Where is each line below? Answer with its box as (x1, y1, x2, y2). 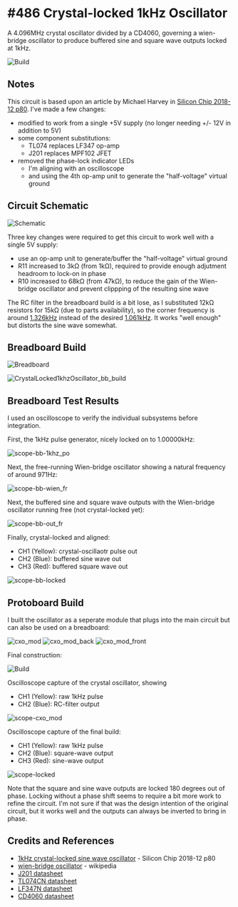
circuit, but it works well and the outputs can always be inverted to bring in (7, 807, 227, 815)
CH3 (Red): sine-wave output (17, 757, 104, 764)
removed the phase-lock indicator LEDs (17, 156, 135, 165)
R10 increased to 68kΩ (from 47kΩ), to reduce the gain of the (17, 277, 198, 285)
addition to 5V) (17, 126, 62, 135)
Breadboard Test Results (7, 394, 120, 407)
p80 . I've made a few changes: (15, 105, 106, 113)
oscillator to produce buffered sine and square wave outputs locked (28, 36, 227, 44)
